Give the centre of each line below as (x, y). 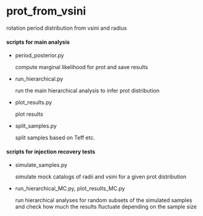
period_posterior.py (39, 55)
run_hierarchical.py (39, 79)
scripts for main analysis (38, 42)
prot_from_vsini (46, 11)
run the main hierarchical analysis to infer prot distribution (87, 91)
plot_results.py (34, 103)
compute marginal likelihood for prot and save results (82, 67)
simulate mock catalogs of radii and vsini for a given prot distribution (101, 177)
